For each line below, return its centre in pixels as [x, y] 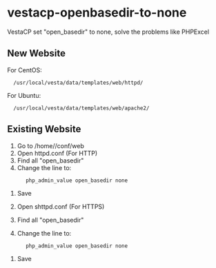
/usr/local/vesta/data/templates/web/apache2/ [81, 108]
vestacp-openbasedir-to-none [97, 13]
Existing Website [44, 129]
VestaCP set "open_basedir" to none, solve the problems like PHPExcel [108, 32]
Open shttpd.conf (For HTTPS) [61, 206]
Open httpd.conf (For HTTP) [57, 153]
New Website [36, 53]
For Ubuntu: [24, 95]
